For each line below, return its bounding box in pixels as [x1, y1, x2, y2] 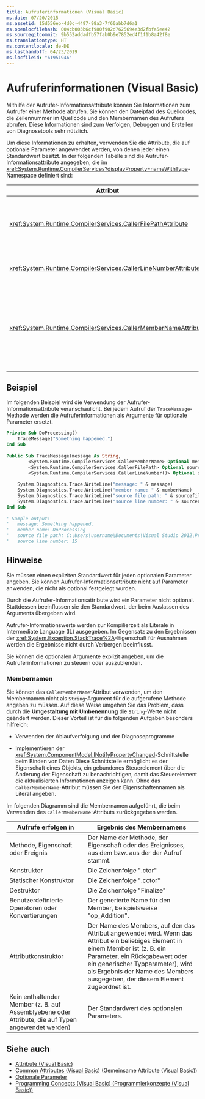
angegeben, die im [60, 159, 108, 166]
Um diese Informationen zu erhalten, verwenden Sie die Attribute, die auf [6, 139, 190, 146]
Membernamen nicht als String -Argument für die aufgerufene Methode [6, 694, 186, 702]
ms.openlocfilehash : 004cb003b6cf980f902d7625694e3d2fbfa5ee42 [6, 26, 171, 32]
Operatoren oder [9, 904, 57, 912]
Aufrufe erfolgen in [16, 823, 74, 831]
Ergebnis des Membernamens [96, 823, 187, 831]
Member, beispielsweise [87, 904, 157, 912]
